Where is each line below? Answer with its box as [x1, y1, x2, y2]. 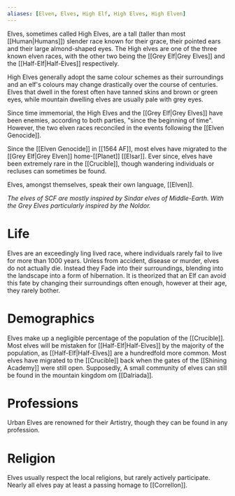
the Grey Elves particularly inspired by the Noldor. [7, 201, 151, 210]
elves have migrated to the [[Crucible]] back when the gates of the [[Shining [7, 356, 227, 364]
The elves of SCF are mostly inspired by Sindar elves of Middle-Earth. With [7, 194, 224, 202]
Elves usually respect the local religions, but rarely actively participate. [7, 474, 211, 482]
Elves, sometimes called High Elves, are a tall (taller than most [7, 29, 186, 38]
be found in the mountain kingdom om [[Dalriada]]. [7, 371, 154, 379]
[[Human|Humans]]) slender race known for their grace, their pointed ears [7, 36, 221, 45]
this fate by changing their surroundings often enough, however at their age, [7, 278, 227, 287]
